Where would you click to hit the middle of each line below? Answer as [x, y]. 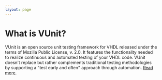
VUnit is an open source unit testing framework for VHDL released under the [81, 47]
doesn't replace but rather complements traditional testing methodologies [78, 62]
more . [11, 73]
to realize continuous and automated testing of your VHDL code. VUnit [75, 57]
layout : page [18, 9]
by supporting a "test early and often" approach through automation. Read [79, 67]
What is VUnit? [36, 33]
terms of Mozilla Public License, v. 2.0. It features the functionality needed [79, 52]
